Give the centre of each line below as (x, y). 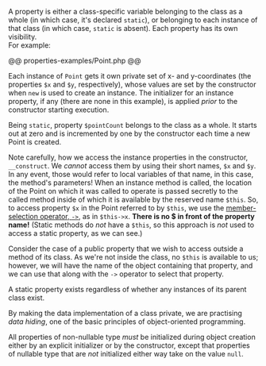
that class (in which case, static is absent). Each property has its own (123, 28)
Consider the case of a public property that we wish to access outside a (126, 248)
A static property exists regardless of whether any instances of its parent (127, 289)
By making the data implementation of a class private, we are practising (125, 313)
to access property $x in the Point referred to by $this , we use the (116, 208)
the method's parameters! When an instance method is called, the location (130, 183)
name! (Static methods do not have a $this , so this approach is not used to (131, 225)
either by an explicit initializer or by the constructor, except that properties (129, 345)
